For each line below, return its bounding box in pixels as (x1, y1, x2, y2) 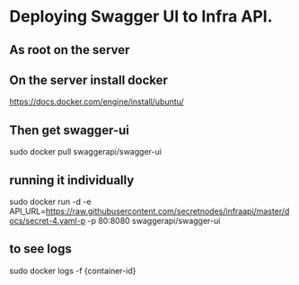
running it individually (9, 173, 135, 188)
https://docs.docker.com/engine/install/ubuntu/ (9, 96, 184, 107)
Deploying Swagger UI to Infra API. (9, 6, 273, 27)
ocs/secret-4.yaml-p (9, 216, 86, 227)
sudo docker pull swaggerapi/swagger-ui (9, 147, 162, 157)
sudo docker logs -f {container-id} (9, 265, 136, 276)
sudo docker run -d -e (9, 196, 92, 208)
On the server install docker (9, 72, 169, 87)
